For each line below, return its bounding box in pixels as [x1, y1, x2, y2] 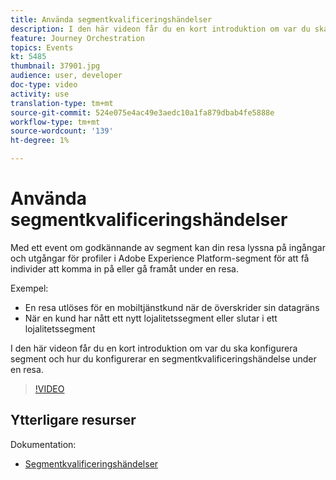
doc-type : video [10, 80, 78, 90]
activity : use [10, 89, 70, 99]
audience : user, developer [10, 71, 123, 81]
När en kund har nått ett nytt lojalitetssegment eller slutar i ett [24, 312, 278, 324]
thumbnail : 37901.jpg [10, 61, 101, 71]
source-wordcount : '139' [10, 126, 114, 136]
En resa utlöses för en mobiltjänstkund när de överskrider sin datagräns [24, 301, 320, 313]
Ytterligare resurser [10, 412, 137, 429]
